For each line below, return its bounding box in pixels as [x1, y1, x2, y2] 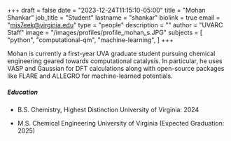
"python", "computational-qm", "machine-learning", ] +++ [7, 36, 174, 44]
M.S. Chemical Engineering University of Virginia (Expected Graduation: [17, 119, 225, 127]
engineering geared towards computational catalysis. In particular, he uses [7, 57, 223, 65]
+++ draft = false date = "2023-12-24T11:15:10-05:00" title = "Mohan [7, 6, 206, 14]
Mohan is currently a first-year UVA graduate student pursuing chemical [7, 49, 216, 58]
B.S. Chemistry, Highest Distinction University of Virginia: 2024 [17, 105, 199, 114]
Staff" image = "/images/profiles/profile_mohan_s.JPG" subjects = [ [7, 28, 203, 36]
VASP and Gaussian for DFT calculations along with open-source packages [7, 65, 225, 72]
